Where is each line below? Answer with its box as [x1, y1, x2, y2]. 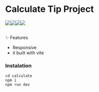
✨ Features [5, 34, 28, 40]
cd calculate [5, 74, 32, 79]
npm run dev [5, 82, 30, 88]
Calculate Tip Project [5, 3, 94, 15]
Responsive [12, 44, 36, 50]
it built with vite [12, 50, 44, 56]
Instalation [5, 62, 32, 69]
